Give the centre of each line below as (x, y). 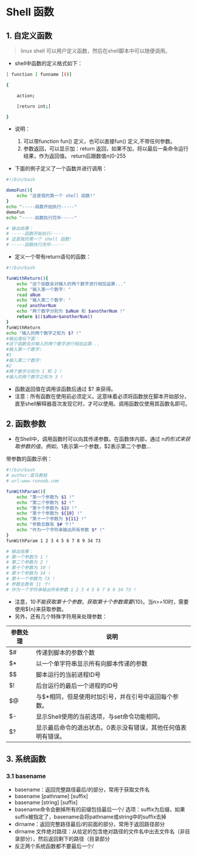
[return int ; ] (34, 106)
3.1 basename (26, 776)
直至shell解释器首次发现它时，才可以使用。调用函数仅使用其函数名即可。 (102, 403)
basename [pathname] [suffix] (51, 796)
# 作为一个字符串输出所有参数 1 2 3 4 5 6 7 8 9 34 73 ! (71, 590)
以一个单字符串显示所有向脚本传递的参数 (92, 663)
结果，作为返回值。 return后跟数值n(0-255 (74, 156)
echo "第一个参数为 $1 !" (45, 497)
